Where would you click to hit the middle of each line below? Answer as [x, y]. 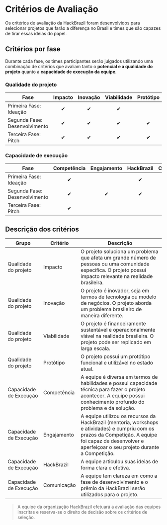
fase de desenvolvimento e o [114, 482]
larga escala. [96, 349]
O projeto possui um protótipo [116, 356]
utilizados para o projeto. [110, 495]
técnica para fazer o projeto [113, 390]
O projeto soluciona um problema [120, 252]
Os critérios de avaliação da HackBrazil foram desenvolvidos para [73, 23]
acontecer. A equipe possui [113, 396]
